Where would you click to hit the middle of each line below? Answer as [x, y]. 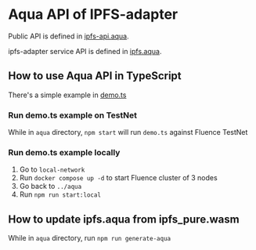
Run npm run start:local [60, 194]
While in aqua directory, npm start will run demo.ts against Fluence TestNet [128, 132]
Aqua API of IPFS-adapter [93, 14]
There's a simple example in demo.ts [67, 95]
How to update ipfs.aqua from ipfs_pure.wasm [124, 219]
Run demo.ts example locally [64, 152]
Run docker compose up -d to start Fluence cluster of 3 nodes [118, 178]
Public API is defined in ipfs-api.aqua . [69, 36]
